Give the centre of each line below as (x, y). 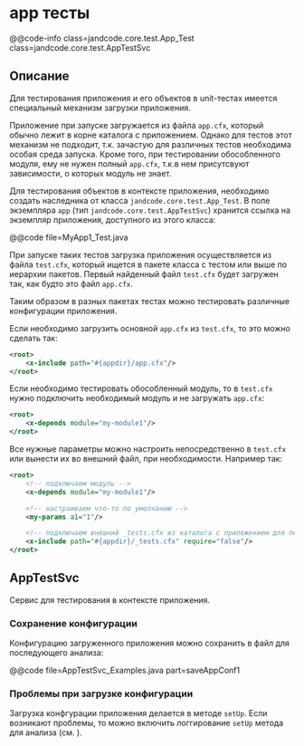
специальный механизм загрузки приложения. (100, 108)
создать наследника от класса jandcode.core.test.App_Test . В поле (140, 200)
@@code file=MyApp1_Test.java (69, 237)
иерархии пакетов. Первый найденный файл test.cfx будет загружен (144, 273)
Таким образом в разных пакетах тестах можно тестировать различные (150, 301)
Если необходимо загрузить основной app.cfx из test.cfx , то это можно (150, 328)
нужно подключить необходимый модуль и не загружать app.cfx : (137, 398)
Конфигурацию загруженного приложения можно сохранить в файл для (149, 643)
